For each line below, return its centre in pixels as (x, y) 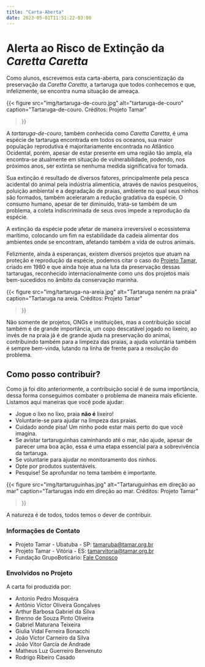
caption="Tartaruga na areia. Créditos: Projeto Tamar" (74, 298)
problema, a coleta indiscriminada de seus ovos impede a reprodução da (98, 211)
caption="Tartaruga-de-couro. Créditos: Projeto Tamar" (76, 110)
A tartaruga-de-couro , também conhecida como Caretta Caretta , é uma (97, 133)
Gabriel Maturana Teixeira (48, 625)
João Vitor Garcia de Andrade (53, 644)
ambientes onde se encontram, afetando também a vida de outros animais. (101, 242)
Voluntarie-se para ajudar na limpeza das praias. (76, 421)
